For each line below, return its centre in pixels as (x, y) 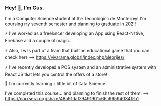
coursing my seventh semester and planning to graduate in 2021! (71, 24)
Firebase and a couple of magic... (39, 41)
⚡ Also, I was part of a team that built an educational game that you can (77, 51)
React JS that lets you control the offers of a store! (56, 74)
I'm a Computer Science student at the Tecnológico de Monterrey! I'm (76, 19)
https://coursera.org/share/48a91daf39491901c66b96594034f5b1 (72, 99)
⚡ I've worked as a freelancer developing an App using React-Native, (75, 33)
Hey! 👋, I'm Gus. (25, 8)
